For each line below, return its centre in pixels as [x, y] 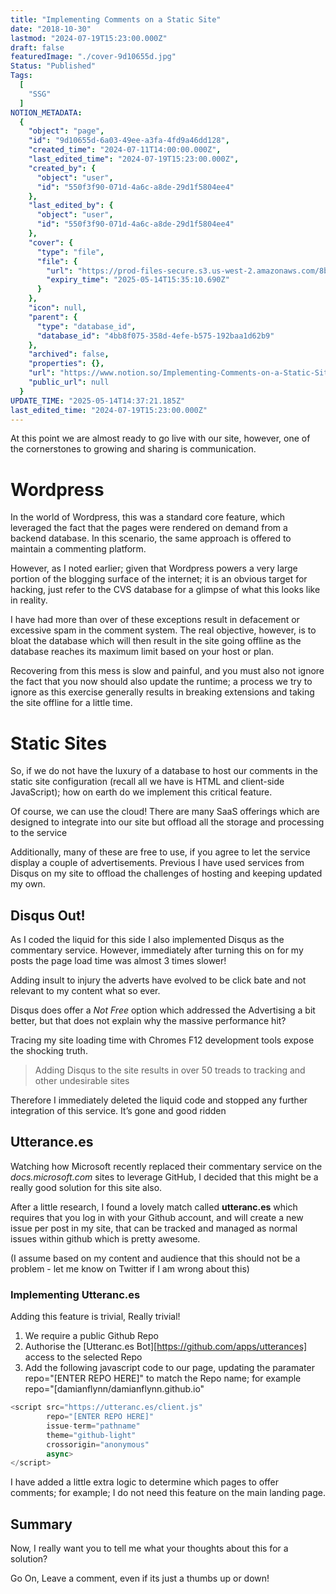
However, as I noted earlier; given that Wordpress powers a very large [154, 568]
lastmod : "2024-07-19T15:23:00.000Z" [89, 38]
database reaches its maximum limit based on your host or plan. [142, 652]
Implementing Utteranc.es [75, 1294]
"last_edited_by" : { [71, 206]
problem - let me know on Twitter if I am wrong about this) [130, 1268]
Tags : [21, 76]
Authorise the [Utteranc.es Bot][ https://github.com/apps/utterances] [166, 1347]
